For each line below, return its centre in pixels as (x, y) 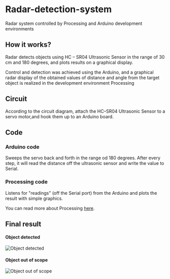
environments (20, 28)
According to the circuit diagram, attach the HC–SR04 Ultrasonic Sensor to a (85, 111)
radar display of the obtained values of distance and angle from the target (82, 78)
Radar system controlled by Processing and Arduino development (74, 23)
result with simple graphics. (34, 198)
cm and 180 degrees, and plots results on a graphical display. (69, 62)
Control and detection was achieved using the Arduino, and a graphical (79, 72)
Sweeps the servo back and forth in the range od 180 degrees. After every (83, 158)
